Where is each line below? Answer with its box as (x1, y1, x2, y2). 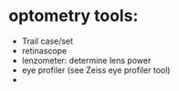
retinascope (21, 45, 68, 56)
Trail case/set (21, 35, 74, 46)
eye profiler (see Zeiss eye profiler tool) (21, 65, 171, 76)
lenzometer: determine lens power (21, 55, 152, 66)
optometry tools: (8, 5, 139, 26)
